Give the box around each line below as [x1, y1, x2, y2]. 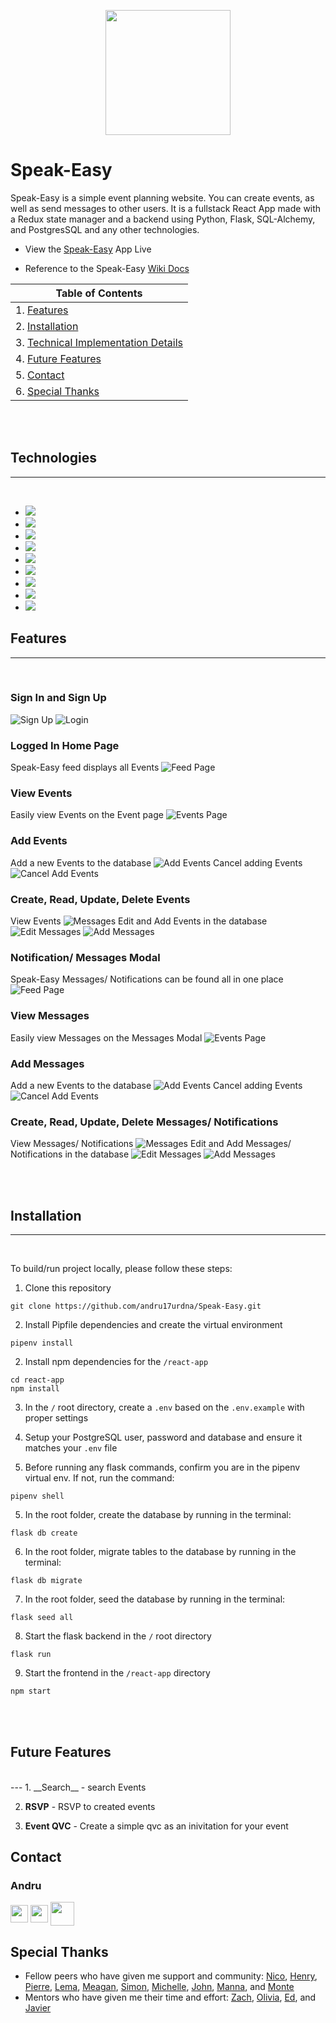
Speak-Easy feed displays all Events [10, 761, 160, 774]
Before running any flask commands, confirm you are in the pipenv [24, 1461, 301, 1474]
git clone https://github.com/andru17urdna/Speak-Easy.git [10, 1301, 262, 1312]
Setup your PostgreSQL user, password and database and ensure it [24, 1431, 303, 1444]
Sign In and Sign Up [10, 691, 107, 705]
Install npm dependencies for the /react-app [24, 1356, 209, 1368]
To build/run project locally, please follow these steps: [10, 1263, 233, 1275]
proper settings [24, 1412, 89, 1424]
